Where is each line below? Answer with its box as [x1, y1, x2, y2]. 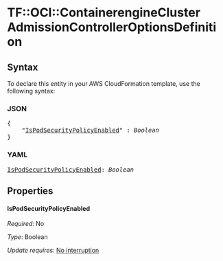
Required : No [7, 220, 45, 228]
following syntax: [7, 87, 56, 95]
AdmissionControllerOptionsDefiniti [7, 19, 217, 35]
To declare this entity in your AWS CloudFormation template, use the [7, 80, 200, 87]
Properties [7, 185, 54, 196]
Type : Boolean [7, 233, 48, 241]
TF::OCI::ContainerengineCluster [7, 5, 201, 21]
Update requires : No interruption [7, 246, 99, 255]
